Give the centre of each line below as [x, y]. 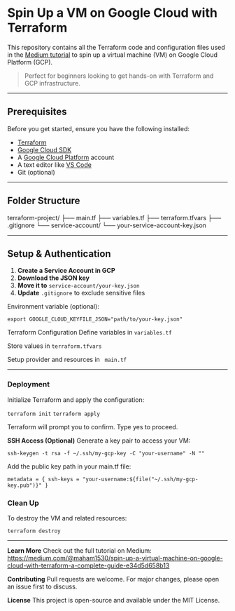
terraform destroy [34, 531]
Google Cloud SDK [44, 149]
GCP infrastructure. [52, 83]
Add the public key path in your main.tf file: [69, 466]
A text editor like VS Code [55, 164]
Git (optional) [36, 172]
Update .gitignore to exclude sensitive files [81, 293]
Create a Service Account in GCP [66, 271]
